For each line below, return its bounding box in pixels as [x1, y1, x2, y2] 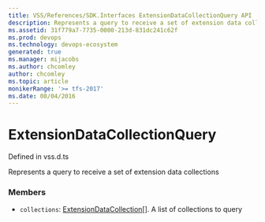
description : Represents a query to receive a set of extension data [8, 19, 242, 27]
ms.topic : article [8, 77, 69, 85]
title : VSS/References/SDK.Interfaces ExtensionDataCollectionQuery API [8, 11, 252, 20]
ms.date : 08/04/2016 [8, 92, 77, 100]
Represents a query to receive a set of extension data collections [8, 167, 219, 177]
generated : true [8, 48, 62, 56]
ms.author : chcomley [8, 63, 77, 71]
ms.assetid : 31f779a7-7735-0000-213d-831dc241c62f [8, 26, 178, 34]
